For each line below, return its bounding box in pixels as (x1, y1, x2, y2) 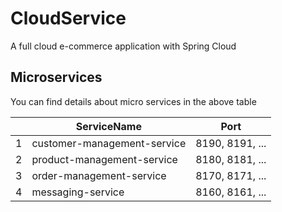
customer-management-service (31, 136, 187, 150)
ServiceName (75, 119, 142, 133)
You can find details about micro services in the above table (10, 95, 257, 107)
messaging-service (31, 185, 125, 199)
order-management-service (31, 168, 167, 182)
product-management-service (31, 152, 178, 166)
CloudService (10, 7, 127, 30)
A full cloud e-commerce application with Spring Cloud (10, 40, 237, 52)
